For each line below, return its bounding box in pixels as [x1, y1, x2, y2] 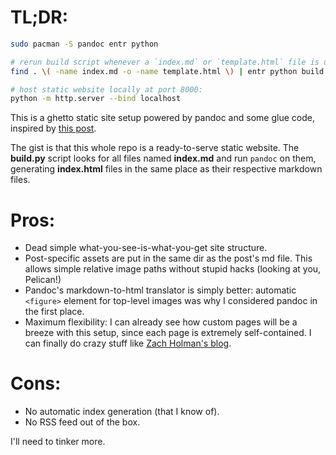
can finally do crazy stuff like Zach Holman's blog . [24, 337, 232, 350]
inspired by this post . [10, 122, 97, 135]
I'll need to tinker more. [10, 436, 106, 448]
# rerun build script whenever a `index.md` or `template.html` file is [10, 57, 320, 67]
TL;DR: [10, 6, 69, 29]
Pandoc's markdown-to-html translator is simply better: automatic [24, 284, 297, 296]
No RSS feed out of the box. [24, 416, 141, 428]
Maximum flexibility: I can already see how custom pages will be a [24, 316, 298, 328]
